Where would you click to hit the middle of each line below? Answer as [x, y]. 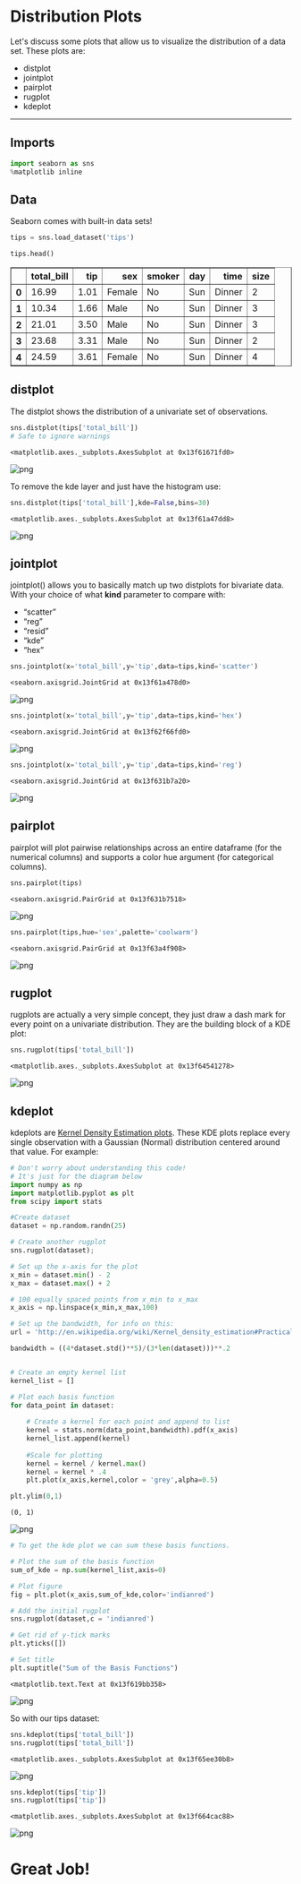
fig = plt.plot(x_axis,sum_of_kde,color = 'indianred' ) [113, 1595]
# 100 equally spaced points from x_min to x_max [105, 1299]
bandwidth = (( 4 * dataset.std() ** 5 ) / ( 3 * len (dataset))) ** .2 [120, 1348]
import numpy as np [46, 1184]
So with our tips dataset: [55, 1718]
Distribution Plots [76, 17]
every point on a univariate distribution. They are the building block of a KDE [150, 1024]
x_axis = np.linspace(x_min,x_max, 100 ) [84, 1308]
